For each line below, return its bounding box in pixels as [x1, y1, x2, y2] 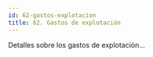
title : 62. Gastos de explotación [8, 19, 122, 27]
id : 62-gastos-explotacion [8, 11, 97, 20]
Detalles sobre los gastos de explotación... [8, 40, 145, 49]
